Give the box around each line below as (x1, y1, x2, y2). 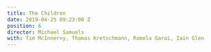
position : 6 (7, 22, 41, 29)
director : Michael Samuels (7, 28, 85, 36)
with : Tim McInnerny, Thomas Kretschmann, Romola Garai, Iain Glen (7, 35, 205, 42)
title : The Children (7, 9, 67, 17)
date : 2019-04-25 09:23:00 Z (7, 16, 91, 23)
